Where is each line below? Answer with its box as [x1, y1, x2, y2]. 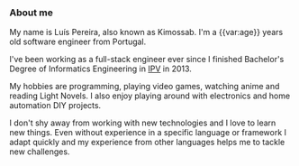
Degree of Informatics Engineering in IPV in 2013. [9, 63, 192, 74]
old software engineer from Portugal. [9, 36, 147, 47]
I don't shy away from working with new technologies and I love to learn [9, 117, 276, 128]
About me [9, 6, 54, 19]
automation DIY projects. [9, 100, 102, 111]
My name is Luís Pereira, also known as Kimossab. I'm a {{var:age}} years [9, 27, 284, 38]
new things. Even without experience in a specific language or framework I [9, 127, 286, 138]
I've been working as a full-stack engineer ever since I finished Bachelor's [9, 54, 285, 65]
